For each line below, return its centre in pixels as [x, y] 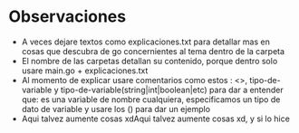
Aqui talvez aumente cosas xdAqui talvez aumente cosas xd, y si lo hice [156, 119]
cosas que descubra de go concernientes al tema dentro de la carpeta [153, 51]
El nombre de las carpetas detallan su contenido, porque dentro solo [149, 61]
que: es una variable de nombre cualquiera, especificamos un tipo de [151, 99]
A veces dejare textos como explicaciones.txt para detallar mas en [146, 42]
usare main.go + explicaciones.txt [85, 71]
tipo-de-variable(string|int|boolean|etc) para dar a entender [172, 90]
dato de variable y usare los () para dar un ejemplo [116, 109]
